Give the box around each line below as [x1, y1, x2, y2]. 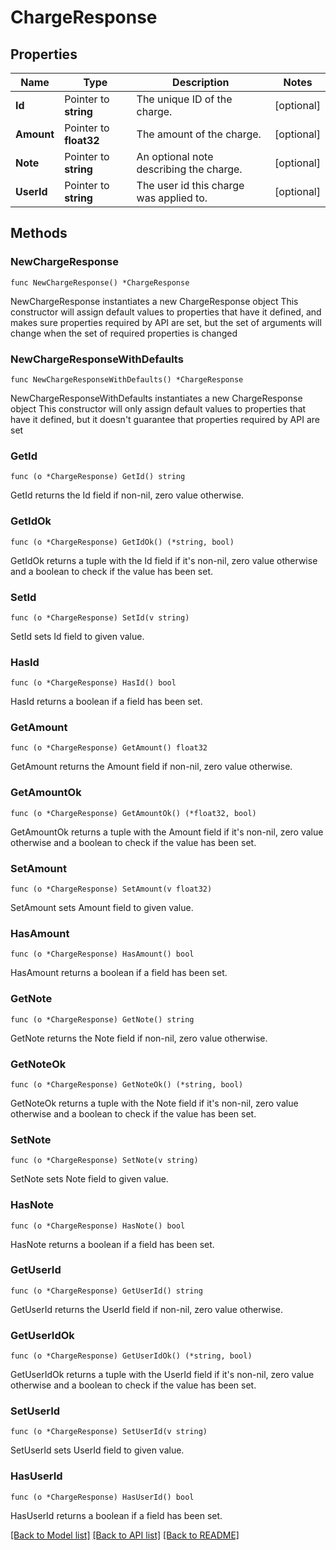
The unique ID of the [136, 92, 233, 106]
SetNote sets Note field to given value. [10, 1173, 169, 1185]
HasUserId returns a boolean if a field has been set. [10, 1509, 223, 1521]
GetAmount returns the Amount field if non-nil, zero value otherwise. [10, 761, 293, 773]
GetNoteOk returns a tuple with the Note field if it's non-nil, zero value [10, 1097, 299, 1109]
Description [172, 76, 230, 89]
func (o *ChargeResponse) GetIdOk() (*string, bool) [10, 537, 235, 547]
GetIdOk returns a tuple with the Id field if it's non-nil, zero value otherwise [10, 554, 318, 566]
